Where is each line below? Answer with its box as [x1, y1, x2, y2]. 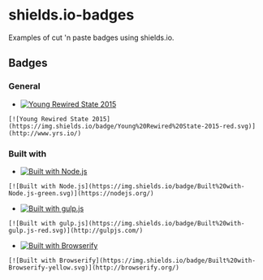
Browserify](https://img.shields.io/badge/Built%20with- [59, 256, 256, 265]
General [8, 81, 41, 92]
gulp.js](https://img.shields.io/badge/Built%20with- [59, 219, 245, 227]
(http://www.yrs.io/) [8, 129, 82, 138]
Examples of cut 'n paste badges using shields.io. [8, 33, 175, 42]
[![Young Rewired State [8, 115, 89, 123]
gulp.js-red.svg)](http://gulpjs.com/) [8, 226, 144, 234]
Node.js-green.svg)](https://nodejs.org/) [8, 189, 154, 197]
